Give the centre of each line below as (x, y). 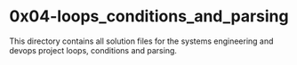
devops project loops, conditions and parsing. (93, 50)
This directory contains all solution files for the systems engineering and (141, 41)
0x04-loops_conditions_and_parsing (149, 16)
